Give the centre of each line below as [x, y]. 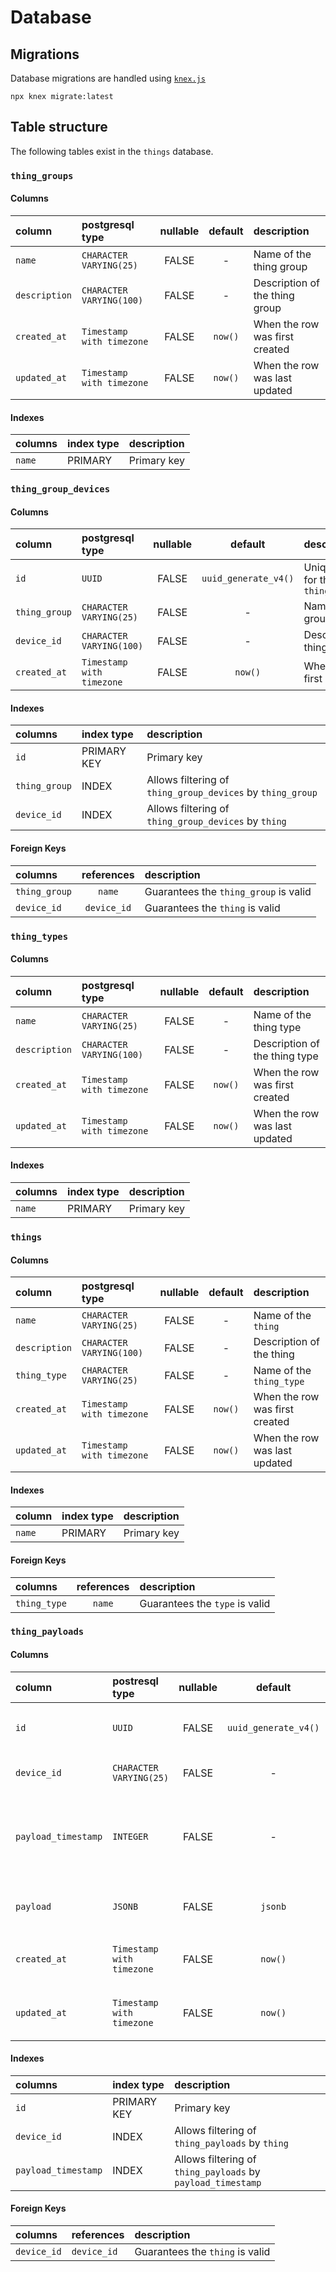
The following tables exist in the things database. [112, 151]
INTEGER [130, 1836]
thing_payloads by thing [231, 2143]
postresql [135, 1681]
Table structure [59, 127]
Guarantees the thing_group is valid [228, 891]
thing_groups [42, 175]
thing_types [39, 936]
